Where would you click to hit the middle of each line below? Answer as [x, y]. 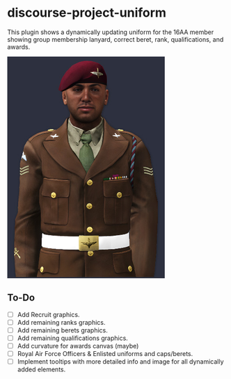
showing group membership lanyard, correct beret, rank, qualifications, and [115, 39]
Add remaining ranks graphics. [61, 322]
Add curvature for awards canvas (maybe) [78, 346]
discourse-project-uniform [87, 13]
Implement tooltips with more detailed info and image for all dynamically [120, 362]
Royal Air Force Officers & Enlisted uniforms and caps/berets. [105, 354]
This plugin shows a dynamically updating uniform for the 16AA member [111, 32]
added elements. [41, 369]
